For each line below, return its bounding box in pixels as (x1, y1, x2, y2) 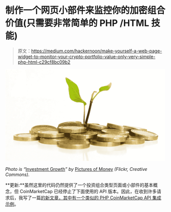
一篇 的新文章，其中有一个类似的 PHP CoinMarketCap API (31, 195, 151, 201)
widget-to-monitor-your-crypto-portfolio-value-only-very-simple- (17, 53, 156, 59)
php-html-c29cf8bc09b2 (17, 59, 71, 65)
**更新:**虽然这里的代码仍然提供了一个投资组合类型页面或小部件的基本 (5, 182, 154, 188)
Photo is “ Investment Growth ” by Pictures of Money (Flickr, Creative (5, 166, 148, 172)
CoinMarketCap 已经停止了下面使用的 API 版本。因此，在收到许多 (19, 189, 157, 195)
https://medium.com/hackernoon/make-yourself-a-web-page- (31, 48, 162, 54)
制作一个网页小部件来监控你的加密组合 (5, 5, 166, 16)
